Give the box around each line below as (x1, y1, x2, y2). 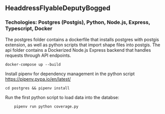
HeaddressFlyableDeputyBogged (5, 4, 110, 12)
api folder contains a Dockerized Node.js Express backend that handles (5, 47, 151, 53)
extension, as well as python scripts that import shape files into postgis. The (5, 42, 161, 48)
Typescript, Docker (5, 25, 53, 32)
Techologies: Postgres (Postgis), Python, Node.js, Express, (5, 19, 150, 26)
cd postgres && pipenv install (5, 86, 70, 91)
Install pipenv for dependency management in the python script (5, 71, 135, 77)
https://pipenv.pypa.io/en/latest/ (5, 76, 71, 82)
